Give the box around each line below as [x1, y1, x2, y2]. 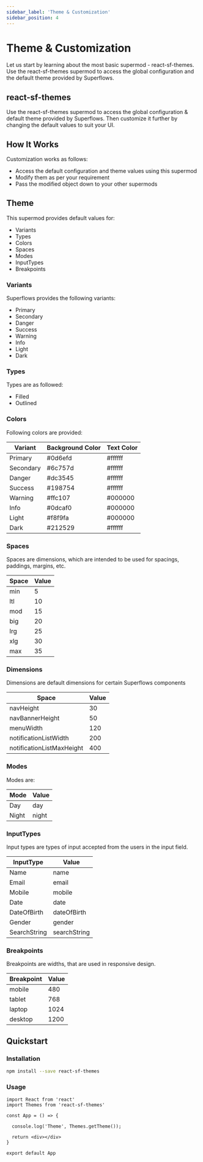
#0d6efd [46, 454, 72, 462]
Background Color [46, 443, 101, 452]
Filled [15, 393, 29, 400]
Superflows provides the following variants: [6, 295, 116, 302]
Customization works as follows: [6, 156, 88, 163]
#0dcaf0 [46, 503, 72, 512]
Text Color [106, 443, 138, 452]
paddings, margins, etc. [6, 562, 66, 570]
